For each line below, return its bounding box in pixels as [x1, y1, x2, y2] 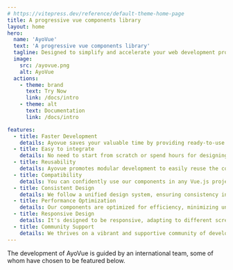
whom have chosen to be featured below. [7, 256, 126, 264]
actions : [13, 74, 39, 82]
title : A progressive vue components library [7, 17, 141, 24]
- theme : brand [19, 81, 64, 88]
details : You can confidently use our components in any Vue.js [19, 178, 209, 185]
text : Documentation [25, 107, 85, 114]
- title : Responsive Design [13, 210, 95, 218]
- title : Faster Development [13, 133, 98, 140]
